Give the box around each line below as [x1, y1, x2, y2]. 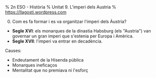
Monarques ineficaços [12, 62, 58, 68]
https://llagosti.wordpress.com [5, 9, 67, 15]
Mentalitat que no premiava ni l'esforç [12, 67, 89, 73]
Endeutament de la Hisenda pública [12, 57, 84, 62]
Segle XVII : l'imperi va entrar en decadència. [12, 38, 103, 44]
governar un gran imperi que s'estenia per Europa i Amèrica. [12, 33, 134, 39]
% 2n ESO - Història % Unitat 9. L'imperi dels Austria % [5, 4, 117, 10]
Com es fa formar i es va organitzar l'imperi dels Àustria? [12, 19, 127, 24]
